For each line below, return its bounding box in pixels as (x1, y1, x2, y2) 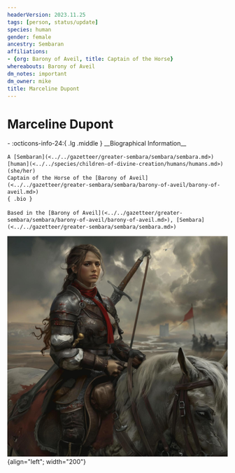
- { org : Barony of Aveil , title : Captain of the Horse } (7, 56, 173, 63)
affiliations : (7, 48, 49, 55)
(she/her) (7, 168, 36, 175)
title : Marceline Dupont (7, 85, 80, 92)
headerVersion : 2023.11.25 (7, 11, 86, 18)
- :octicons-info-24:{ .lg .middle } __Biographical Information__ (7, 139, 187, 148)
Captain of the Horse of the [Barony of (7, 175, 127, 182)
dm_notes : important (7, 70, 68, 77)
